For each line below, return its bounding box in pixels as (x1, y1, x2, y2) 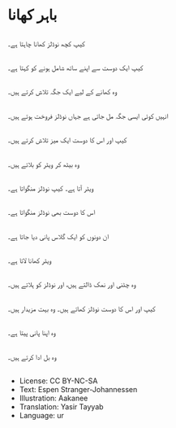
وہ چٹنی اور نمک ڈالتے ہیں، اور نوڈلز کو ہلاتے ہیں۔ (7, 279, 136, 290)
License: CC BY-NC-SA (19, 376, 98, 386)
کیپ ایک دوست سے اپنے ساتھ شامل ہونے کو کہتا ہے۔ (7, 63, 144, 72)
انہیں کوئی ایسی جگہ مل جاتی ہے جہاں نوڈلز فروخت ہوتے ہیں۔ (7, 111, 169, 120)
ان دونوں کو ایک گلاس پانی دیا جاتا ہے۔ (7, 231, 109, 241)
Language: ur (19, 411, 64, 421)
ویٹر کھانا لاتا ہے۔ (7, 255, 52, 265)
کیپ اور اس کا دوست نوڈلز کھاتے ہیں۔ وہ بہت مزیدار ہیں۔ (7, 304, 156, 313)
